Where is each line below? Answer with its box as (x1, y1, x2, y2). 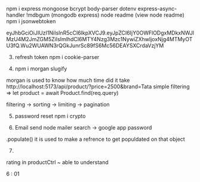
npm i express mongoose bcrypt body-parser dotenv (6, 5, 137, 12)
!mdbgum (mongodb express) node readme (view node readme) (26, 11, 185, 18)
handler (6, 11, 25, 18)
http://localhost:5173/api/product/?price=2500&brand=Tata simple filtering (6, 83, 190, 90)
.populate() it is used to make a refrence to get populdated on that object (6, 135, 185, 143)
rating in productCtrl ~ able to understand (6, 159, 109, 166)
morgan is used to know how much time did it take (6, 77, 130, 84)
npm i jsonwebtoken (6, 18, 56, 24)
